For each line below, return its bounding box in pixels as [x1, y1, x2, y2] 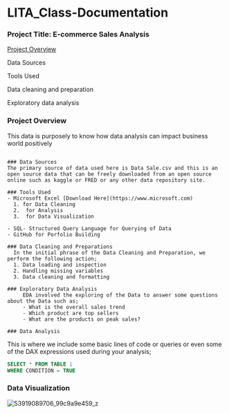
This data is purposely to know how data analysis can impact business [7, 131, 208, 140]
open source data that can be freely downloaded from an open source [7, 171, 212, 178]
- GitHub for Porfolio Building [7, 231, 100, 238]
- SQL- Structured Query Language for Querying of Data [7, 225, 172, 232]
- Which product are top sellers [22, 310, 119, 317]
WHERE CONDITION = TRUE [7, 367, 76, 374]
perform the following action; [7, 255, 98, 262]
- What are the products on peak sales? [22, 316, 140, 323]
